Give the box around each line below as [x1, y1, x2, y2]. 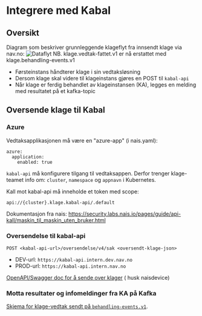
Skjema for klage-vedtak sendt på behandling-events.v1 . [6, 303, 148, 310]
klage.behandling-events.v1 [6, 57, 75, 63]
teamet [6, 176, 24, 183]
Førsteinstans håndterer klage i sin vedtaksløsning [15, 68, 141, 76]
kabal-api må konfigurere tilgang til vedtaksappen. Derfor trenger [6, 170, 170, 177]
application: [11, 153, 45, 160]
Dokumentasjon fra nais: [6, 210, 68, 218]
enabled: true [17, 159, 53, 165]
